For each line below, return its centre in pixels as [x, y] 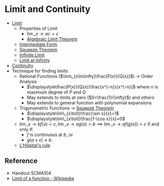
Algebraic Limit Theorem [52, 39]
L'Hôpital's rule [35, 145]
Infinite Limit [32, 55]
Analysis [28, 81]
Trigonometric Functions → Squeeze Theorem [67, 108]
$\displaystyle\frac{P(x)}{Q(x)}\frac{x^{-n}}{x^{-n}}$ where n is [92, 86]
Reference [21, 161]
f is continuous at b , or [50, 134]
